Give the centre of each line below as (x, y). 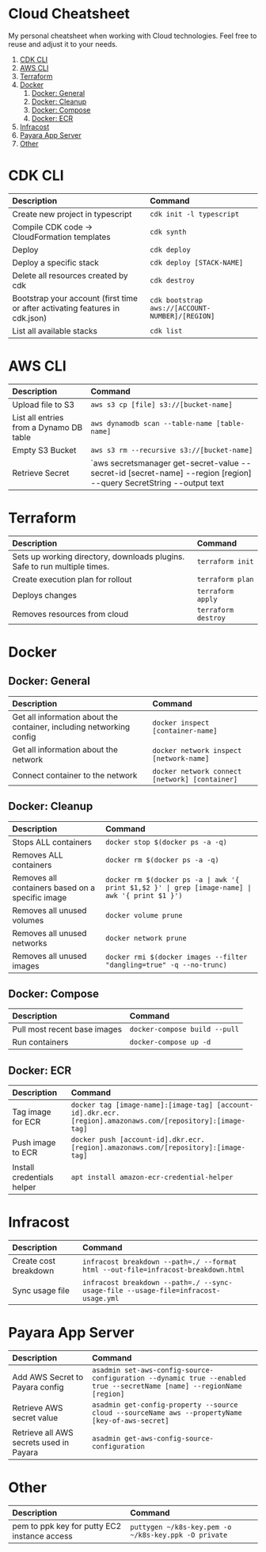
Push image (34, 1143)
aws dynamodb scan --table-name (152, 423)
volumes (28, 920)
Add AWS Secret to (48, 1377)
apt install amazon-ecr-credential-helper (152, 1177)
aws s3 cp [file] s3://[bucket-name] (161, 404)
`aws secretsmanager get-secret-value (165, 462)
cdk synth (168, 232)
